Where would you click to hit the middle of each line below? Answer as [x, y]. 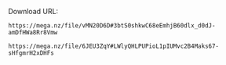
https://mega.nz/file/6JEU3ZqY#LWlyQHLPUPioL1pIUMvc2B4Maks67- [114, 46]
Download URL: [33, 11]
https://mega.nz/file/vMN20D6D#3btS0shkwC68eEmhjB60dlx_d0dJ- [112, 26]
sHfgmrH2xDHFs [31, 53]
